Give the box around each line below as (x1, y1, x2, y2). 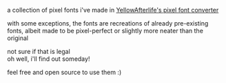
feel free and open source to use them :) (7, 68, 122, 76)
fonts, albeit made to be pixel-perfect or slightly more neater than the (7, 27, 203, 35)
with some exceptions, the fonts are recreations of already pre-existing (7, 19, 209, 27)
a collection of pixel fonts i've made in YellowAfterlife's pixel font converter (7, 6, 219, 14)
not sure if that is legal (7, 48, 70, 55)
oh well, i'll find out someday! (7, 55, 90, 63)
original (7, 34, 29, 42)
